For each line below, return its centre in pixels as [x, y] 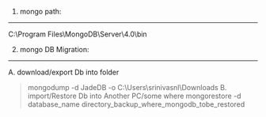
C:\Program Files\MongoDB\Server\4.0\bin [78, 34]
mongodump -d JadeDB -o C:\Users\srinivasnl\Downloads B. [127, 87]
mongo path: [40, 11]
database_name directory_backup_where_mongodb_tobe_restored [136, 104]
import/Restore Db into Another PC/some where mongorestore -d [134, 96]
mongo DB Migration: [54, 49]
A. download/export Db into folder [64, 72]
